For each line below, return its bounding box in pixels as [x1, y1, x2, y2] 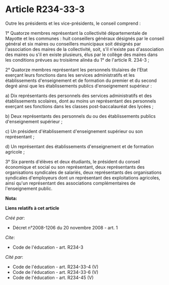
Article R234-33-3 [5, 4, 85, 15]
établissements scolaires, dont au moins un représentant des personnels [5, 98, 156, 104]
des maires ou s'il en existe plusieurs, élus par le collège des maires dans [5, 52, 158, 58]
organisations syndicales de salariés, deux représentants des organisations [5, 169, 162, 175]
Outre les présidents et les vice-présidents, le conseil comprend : [5, 20, 141, 26]
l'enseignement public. [5, 185, 53, 192]
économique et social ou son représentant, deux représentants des [5, 164, 145, 170]
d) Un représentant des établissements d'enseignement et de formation [5, 143, 154, 150]
